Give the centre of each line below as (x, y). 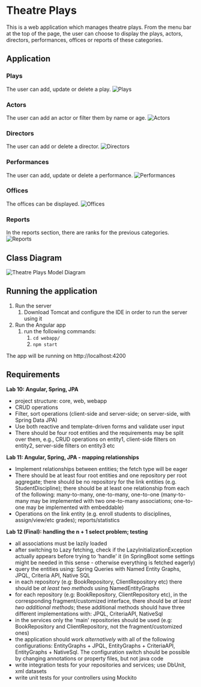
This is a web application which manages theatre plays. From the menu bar (99, 27)
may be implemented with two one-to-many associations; (101, 501)
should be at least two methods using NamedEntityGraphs (87, 588)
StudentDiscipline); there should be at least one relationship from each (102, 488)
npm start (45, 344)
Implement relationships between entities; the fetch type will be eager (101, 469)
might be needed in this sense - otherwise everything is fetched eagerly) (105, 562)
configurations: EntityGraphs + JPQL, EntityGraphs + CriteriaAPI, (95, 645)
